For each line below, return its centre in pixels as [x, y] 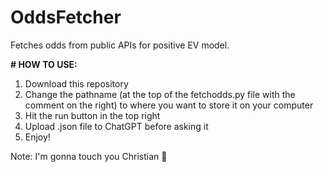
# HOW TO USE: [44, 64]
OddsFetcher [66, 17]
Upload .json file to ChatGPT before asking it [116, 126]
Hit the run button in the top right [92, 115]
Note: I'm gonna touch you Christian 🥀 [89, 156]
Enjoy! [37, 137]
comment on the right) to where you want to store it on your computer [169, 105]
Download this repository [76, 83]
